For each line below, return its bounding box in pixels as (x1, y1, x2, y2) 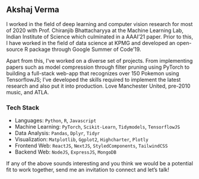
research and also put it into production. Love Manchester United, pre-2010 (6, 82, 191, 89)
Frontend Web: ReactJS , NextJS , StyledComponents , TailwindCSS (14, 142, 168, 149)
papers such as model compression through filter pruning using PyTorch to (6, 63, 190, 71)
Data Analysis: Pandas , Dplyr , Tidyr (14, 130, 100, 137)
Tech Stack (6, 103, 40, 111)
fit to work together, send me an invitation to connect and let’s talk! (6, 166, 169, 174)
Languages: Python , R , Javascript (14, 117, 97, 124)
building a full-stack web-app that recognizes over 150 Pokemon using (6, 69, 179, 76)
